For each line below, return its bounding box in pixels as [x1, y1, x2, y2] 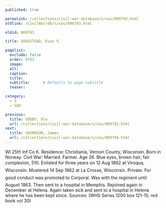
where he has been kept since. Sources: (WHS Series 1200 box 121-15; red [5, 192, 158, 198]
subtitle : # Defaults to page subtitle [9, 80, 103, 85]
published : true [5, 7, 39, 12]
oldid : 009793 [5, 30, 35, 35]
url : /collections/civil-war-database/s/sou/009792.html [9, 121, 130, 126]
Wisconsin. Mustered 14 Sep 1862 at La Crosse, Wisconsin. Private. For [5, 167, 152, 173]
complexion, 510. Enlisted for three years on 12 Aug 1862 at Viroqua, [5, 160, 145, 166]
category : [5, 94, 26, 99]
